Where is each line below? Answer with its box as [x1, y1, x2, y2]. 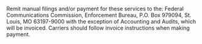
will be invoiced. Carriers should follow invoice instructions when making [6, 24, 190, 31]
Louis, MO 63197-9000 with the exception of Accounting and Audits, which [6, 18, 196, 25]
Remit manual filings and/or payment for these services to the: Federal [6, 5, 184, 12]
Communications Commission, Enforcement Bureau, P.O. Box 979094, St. [6, 11, 192, 19]
